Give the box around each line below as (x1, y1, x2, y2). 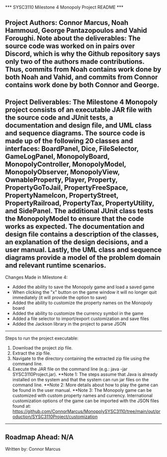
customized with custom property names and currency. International (12, 393, 153, 399)
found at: (12, 403, 31, 409)
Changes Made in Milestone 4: (5, 274, 68, 280)
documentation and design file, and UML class (5, 121, 152, 129)
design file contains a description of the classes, (5, 230, 159, 238)
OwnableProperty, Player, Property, (5, 175, 118, 184)
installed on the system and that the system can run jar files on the (12, 377, 149, 383)
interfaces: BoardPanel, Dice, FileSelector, (5, 144, 139, 153)
